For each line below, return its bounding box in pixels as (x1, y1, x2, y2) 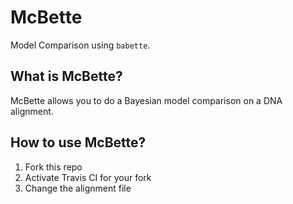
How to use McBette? (10, 134, 147, 151)
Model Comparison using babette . (10, 39, 151, 51)
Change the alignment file (24, 182, 132, 194)
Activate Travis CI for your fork (24, 171, 152, 183)
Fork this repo (24, 161, 83, 173)
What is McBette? (10, 68, 123, 85)
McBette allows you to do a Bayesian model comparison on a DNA (10, 94, 283, 106)
